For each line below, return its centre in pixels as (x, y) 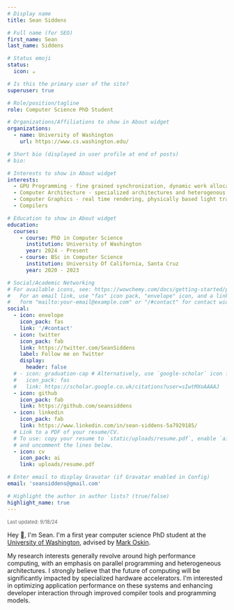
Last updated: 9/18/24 (32, 522)
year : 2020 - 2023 (52, 270)
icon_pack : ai (40, 458)
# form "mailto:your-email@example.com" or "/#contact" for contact (112, 302)
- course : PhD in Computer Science (71, 238)
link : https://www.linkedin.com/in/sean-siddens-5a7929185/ (109, 426)
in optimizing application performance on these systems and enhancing (110, 585)
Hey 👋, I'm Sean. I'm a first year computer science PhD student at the (107, 535)
